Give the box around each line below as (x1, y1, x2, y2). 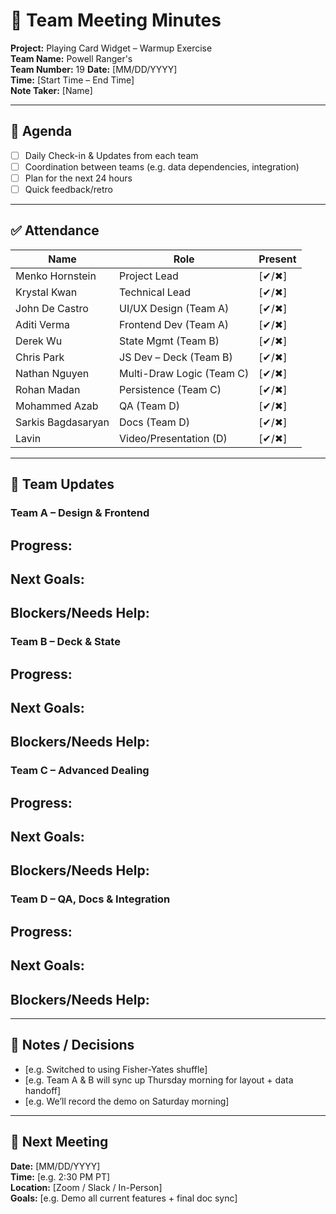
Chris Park (15, 350, 65, 364)
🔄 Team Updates (10, 476, 115, 493)
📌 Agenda (10, 123, 73, 140)
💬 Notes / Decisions (10, 1037, 135, 1054)
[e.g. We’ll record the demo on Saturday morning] (24, 1095, 230, 1107)
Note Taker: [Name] (10, 84, 93, 96)
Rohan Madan (15, 382, 81, 396)
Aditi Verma (15, 317, 70, 331)
